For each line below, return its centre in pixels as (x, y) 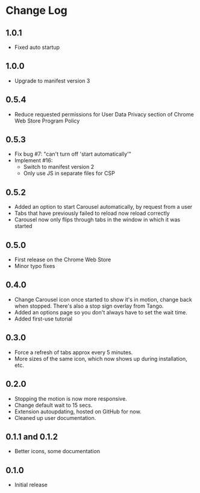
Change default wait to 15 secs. (53, 405)
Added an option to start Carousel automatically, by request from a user (103, 207)
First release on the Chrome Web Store (63, 259)
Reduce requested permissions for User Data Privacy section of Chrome (104, 114)
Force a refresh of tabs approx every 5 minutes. (73, 352)
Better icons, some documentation (57, 451)
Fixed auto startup (37, 47)
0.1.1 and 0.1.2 (32, 437)
